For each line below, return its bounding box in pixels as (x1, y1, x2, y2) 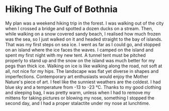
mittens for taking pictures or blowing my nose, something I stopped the (5, 94, 154, 101)
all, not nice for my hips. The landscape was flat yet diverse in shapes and (5, 68, 159, 74)
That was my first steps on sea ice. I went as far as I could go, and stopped (5, 41, 161, 47)
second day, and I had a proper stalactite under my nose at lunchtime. (5, 100, 150, 106)
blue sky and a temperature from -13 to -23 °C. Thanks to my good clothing (5, 84, 162, 90)
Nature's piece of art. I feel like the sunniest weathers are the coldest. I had (5, 79, 161, 85)
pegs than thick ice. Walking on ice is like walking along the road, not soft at (5, 63, 162, 69)
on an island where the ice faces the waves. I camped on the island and (5, 47, 153, 53)
